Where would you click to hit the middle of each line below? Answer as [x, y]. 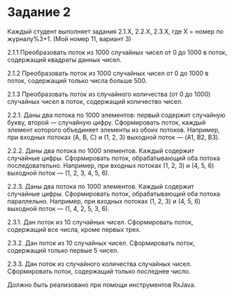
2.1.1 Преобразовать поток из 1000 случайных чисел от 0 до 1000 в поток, [117, 52]
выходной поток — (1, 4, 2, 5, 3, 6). [58, 208]
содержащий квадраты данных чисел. [65, 59]
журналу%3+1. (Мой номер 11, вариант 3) [69, 38]
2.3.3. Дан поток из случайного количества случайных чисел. [100, 264]
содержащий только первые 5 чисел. [63, 250]
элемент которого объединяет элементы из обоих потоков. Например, [114, 130]
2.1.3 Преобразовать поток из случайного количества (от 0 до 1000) [109, 94]
